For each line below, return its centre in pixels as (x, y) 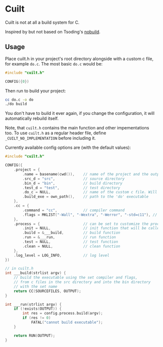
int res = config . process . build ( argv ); (63, 314)
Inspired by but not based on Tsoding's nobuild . (53, 32)
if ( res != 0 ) (37, 318)
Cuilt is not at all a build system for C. (42, 22)
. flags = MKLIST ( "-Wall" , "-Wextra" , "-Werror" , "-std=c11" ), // (90, 215)
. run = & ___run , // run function (69, 237)
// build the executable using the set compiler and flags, (76, 278)
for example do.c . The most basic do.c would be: (54, 63)
